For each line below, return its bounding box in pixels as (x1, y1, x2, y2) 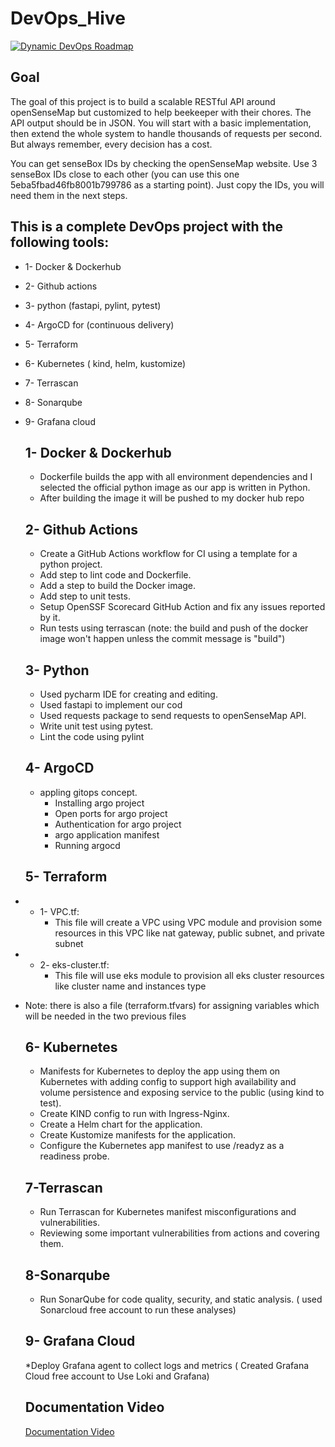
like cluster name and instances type (54, 980, 207, 992)
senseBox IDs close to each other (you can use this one (10, 168, 240, 180)
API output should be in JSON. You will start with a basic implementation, (10, 117, 312, 129)
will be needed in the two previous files (24, 1010, 187, 1022)
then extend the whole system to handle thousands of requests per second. (10, 127, 323, 139)
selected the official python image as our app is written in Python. (39, 482, 311, 494)
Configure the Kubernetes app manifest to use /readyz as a (39, 1140, 285, 1152)
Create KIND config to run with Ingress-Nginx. (39, 1108, 230, 1120)
